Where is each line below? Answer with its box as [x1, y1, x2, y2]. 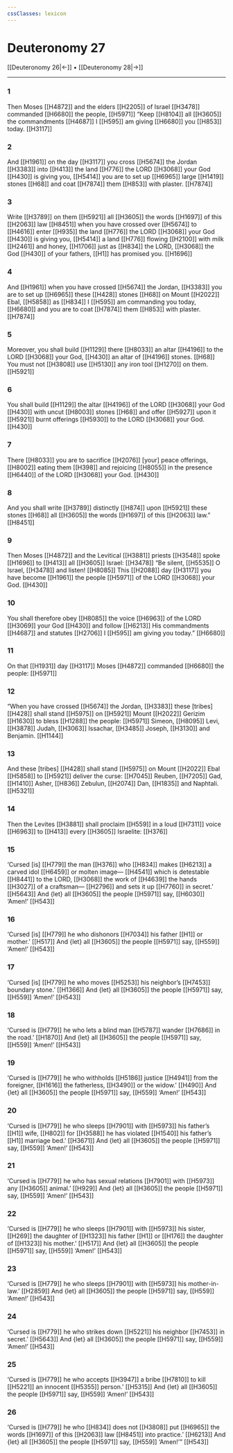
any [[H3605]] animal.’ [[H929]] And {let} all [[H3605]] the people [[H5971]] [7, 1184, 223, 1192]
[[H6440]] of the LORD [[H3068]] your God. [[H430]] [7, 470, 159, 479]
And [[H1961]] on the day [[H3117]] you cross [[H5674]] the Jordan [7, 157, 198, 166]
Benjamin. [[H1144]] [7, 732, 64, 740]
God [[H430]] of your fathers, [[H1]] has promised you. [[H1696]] [7, 250, 193, 258]
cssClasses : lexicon [7, 10, 67, 17]
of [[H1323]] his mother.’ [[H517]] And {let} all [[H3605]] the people [7, 1239, 199, 1248]
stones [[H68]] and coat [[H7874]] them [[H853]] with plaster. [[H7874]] [7, 180, 213, 188]
